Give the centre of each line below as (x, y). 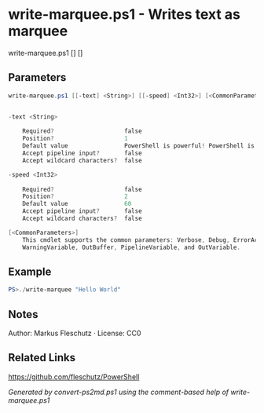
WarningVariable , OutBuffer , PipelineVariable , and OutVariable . (132, 247)
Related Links (42, 358)
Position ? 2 (75, 197)
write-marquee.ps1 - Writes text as (125, 15)
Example (30, 271)
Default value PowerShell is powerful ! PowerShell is (139, 146)
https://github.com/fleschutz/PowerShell (74, 376)
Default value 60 (77, 204)
